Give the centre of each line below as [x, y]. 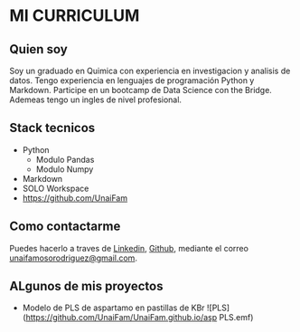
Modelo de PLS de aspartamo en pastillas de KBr [113, 308]
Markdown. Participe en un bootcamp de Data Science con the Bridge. [141, 90]
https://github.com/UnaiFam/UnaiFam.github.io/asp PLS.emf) [140, 318]
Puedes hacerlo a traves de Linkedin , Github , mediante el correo [129, 248]
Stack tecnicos [52, 128]
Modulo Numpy [65, 169]
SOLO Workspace [56, 188]
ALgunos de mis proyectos [86, 286]
